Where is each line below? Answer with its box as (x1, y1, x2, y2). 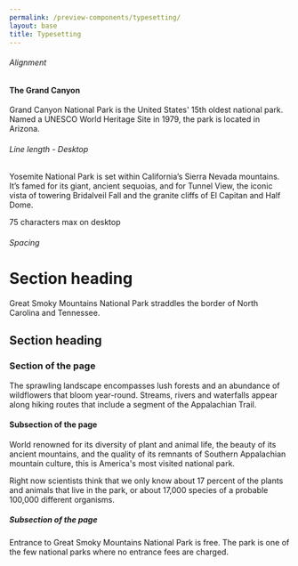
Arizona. (9, 124, 40, 134)
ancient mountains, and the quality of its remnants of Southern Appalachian (9, 449, 286, 459)
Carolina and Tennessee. (9, 307, 101, 318)
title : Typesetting (9, 29, 82, 38)
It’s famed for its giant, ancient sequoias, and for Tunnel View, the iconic (9, 181, 273, 191)
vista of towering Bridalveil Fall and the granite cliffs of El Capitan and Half (9, 190, 281, 201)
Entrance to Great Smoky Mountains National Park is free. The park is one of (9, 537, 290, 547)
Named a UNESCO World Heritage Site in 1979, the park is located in (9, 114, 261, 125)
